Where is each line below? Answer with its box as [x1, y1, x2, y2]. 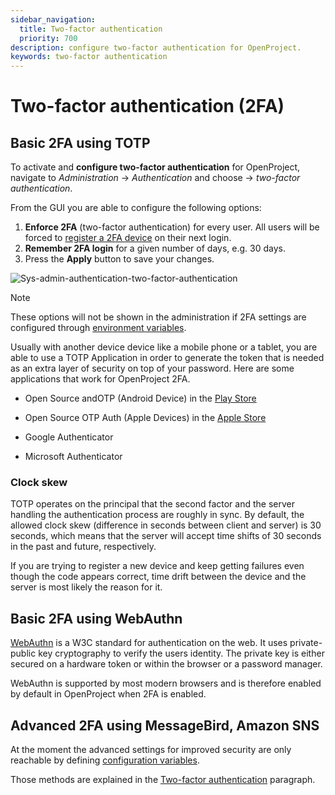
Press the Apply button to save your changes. [24, 253, 215, 265]
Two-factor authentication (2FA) [10, 95, 285, 118]
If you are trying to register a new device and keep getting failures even [10, 560, 305, 572]
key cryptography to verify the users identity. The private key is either [38, 647, 325, 660]
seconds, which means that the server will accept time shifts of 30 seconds [10, 530, 322, 542]
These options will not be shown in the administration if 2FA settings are [10, 311, 307, 323]
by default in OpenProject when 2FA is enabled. [10, 688, 207, 700]
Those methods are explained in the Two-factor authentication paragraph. [10, 774, 316, 786]
